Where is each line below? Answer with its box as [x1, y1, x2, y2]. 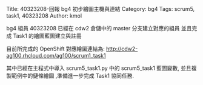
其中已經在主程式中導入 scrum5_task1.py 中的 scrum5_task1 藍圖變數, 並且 [6, 64, 192, 72]
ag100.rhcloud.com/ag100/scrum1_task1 [6, 52, 106, 59]
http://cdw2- [105, 45, 138, 52]
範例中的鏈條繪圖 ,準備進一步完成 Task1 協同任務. [11, 72, 135, 79]
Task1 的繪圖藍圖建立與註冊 [13, 32, 82, 39]
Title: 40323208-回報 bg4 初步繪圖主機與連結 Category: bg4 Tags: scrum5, [6, 5, 195, 12]
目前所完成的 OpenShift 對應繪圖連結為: [6, 45, 105, 52]
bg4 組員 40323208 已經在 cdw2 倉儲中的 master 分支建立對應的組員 [6, 25, 180, 32]
